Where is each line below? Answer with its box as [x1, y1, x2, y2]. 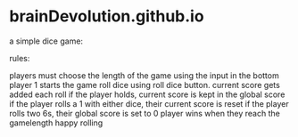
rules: [9, 52, 30, 63]
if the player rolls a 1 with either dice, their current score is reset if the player [9, 98, 289, 109]
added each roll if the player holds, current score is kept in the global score [9, 89, 286, 100]
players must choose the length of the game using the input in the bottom [9, 69, 279, 81]
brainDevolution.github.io [9, 6, 204, 27]
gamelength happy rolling [9, 117, 103, 128]
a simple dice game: [9, 36, 83, 46]
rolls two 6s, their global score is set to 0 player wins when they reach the [9, 108, 281, 118]
